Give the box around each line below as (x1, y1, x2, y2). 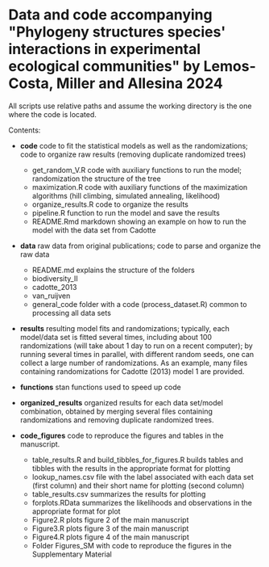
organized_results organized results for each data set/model (19, 397, 224, 407)
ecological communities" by (8, 57, 201, 76)
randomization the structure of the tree (31, 174, 161, 183)
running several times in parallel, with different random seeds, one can (19, 349, 255, 359)
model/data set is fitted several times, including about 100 (19, 332, 212, 342)
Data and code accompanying (8, 6, 213, 24)
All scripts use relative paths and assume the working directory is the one (8, 101, 252, 111)
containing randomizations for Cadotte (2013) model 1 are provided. (19, 366, 245, 376)
